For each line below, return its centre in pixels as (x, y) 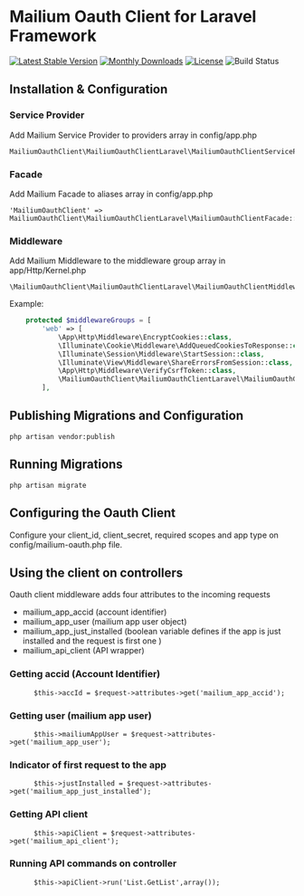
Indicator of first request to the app (88, 765)
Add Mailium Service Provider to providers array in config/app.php (133, 135)
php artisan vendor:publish (62, 436)
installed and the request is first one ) (92, 641)
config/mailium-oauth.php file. (66, 544)
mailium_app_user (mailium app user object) (104, 622)
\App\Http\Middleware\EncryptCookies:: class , (145, 337)
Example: (27, 304)
